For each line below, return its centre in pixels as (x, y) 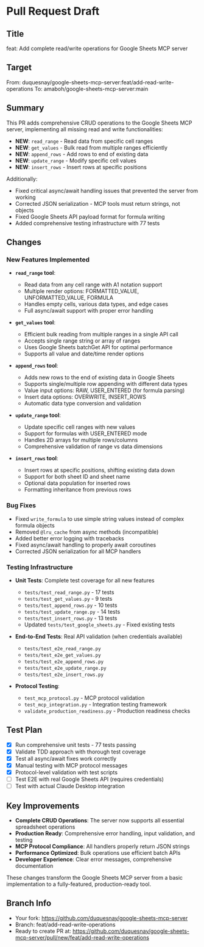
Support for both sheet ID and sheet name (77, 477)
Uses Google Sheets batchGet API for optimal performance (98, 347)
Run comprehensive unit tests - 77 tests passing (76, 745)
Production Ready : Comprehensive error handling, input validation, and (105, 833)
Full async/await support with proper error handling (89, 311)
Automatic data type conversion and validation (83, 404)
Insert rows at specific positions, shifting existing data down (100, 470)
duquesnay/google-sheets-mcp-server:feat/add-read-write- (98, 82)
